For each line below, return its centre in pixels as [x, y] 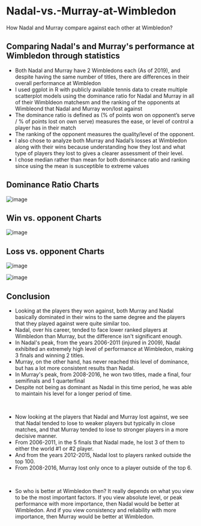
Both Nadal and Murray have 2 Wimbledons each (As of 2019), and [97, 70]
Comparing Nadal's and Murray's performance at [100, 46]
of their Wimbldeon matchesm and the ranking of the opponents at [97, 102]
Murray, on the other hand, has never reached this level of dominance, [102, 362]
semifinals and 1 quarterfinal [50, 381]
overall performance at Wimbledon [58, 83]
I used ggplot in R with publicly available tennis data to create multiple [101, 89]
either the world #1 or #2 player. [54, 449]
